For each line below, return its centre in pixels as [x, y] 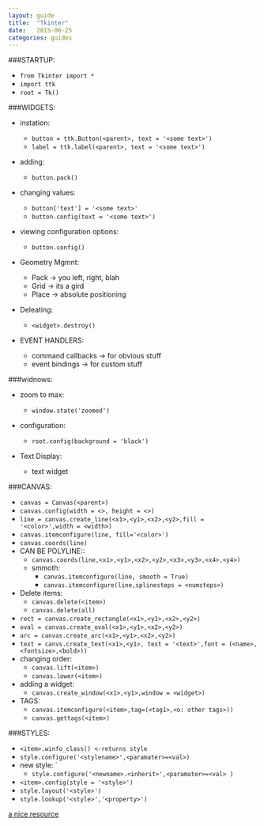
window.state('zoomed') [71, 411]
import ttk [38, 85]
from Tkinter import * [57, 76]
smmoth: [46, 568]
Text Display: [41, 457]
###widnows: [30, 380]
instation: [35, 123]
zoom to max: [42, 395]
